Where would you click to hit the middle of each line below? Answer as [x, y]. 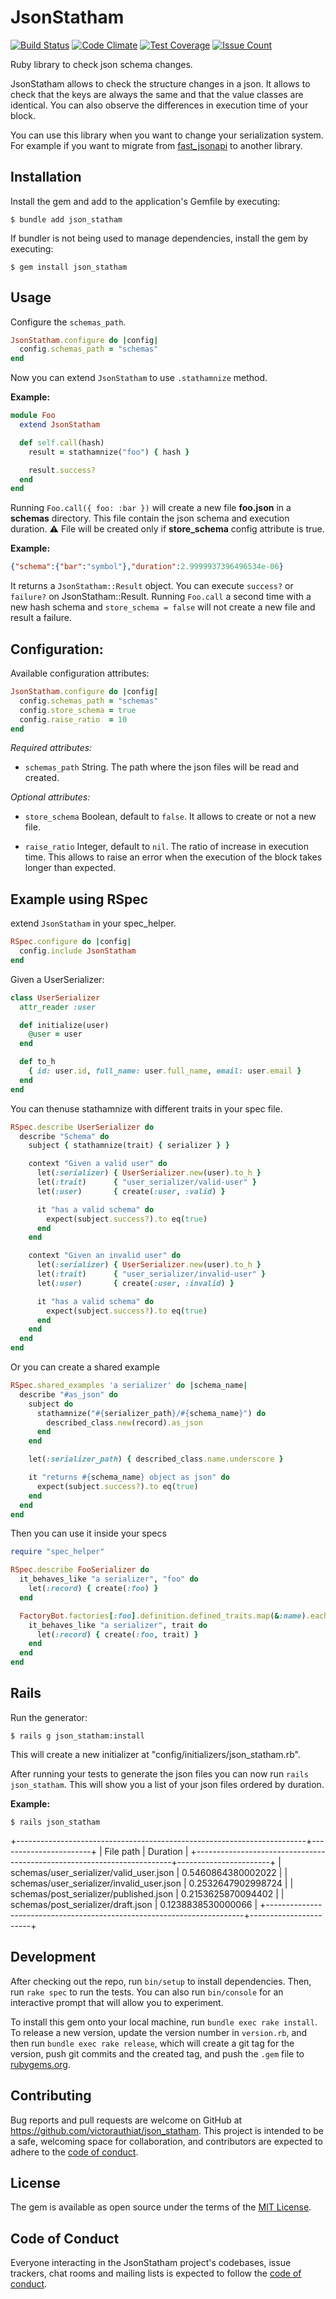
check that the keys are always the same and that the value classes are [157, 94]
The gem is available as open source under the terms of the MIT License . [161, 2207]
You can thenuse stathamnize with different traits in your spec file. [146, 1108]
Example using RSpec [79, 899]
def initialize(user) [64, 1025]
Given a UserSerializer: [57, 979]
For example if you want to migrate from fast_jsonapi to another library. [156, 145]
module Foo [33, 416]
